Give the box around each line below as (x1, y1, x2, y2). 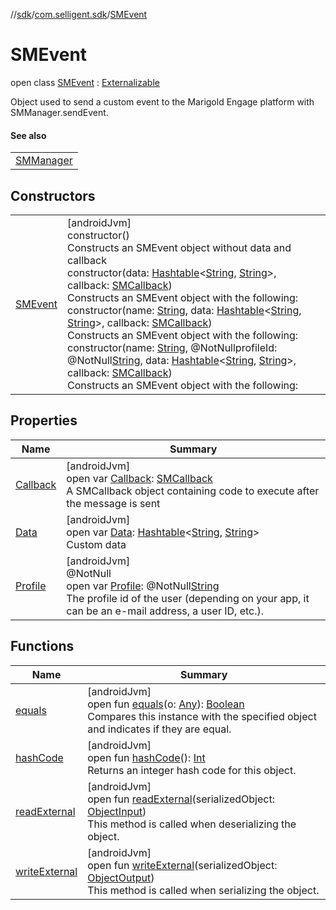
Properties (10, 412, 78, 429)
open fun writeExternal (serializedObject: (87, 858, 278, 872)
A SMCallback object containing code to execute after (66, 484, 320, 498)
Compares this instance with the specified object (87, 709, 317, 723)
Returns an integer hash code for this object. (87, 763, 297, 777)
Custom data (66, 537, 127, 551)
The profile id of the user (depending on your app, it (66, 591, 310, 605)
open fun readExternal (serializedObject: (87, 792, 275, 806)
